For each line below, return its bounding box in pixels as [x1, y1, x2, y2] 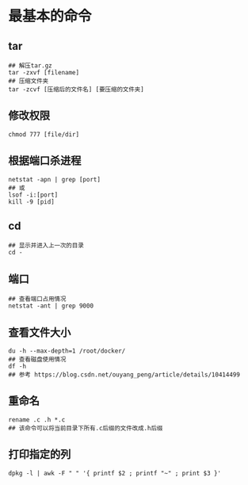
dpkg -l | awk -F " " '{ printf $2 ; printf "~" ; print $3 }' [8, 469, 222, 477]
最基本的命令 [8, 7, 93, 25]
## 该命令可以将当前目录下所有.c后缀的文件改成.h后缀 [8, 424, 163, 432]
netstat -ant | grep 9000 [8, 302, 93, 310]
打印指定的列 [8, 448, 71, 461]
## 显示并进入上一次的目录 [8, 242, 85, 250]
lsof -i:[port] [8, 191, 59, 199]
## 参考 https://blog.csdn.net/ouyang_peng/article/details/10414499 [8, 371, 240, 379]
